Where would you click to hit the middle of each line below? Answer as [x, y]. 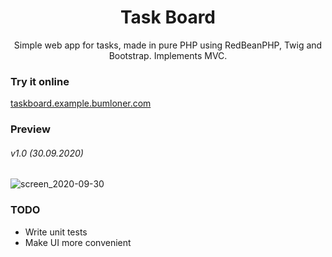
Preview [30, 129]
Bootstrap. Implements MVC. [168, 55]
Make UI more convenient [78, 242]
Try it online [40, 81]
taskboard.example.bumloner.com [81, 103]
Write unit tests [56, 232]
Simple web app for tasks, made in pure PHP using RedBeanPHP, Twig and [168, 45]
